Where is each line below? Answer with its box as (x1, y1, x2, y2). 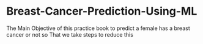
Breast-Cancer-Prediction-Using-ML (6, 4, 197, 18)
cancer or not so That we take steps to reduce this (6, 31, 133, 38)
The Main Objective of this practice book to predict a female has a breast (6, 24, 191, 32)
